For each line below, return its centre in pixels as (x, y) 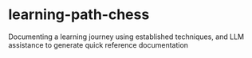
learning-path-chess (79, 15)
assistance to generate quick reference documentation (98, 44)
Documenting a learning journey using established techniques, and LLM (126, 37)
